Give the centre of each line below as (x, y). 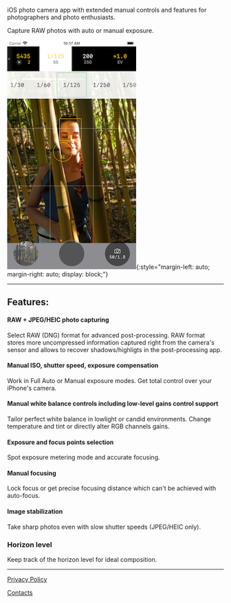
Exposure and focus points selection (60, 442)
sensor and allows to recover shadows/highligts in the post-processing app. (114, 349)
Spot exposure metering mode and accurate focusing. (84, 457)
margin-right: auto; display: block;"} (58, 274)
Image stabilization (35, 511)
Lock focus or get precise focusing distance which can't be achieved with (112, 488)
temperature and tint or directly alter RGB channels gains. (88, 426)
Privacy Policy (27, 579)
